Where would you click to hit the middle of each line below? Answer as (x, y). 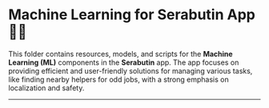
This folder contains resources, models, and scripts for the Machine (121, 54)
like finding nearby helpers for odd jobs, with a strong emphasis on (119, 79)
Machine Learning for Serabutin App (132, 15)
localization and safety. (46, 88)
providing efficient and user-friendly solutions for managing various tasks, (130, 70)
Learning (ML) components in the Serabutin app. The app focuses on (124, 62)
